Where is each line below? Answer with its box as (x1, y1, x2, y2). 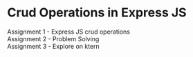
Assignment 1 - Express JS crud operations (7, 27, 130, 36)
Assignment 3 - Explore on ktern (7, 42, 100, 50)
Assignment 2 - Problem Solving (7, 34, 100, 43)
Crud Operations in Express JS (7, 5, 187, 21)
